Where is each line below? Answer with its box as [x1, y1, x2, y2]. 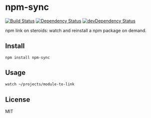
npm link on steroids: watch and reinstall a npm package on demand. [5, 27, 147, 33]
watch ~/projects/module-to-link [5, 81, 75, 87]
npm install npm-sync [5, 55, 50, 60]
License [5, 95, 30, 104]
